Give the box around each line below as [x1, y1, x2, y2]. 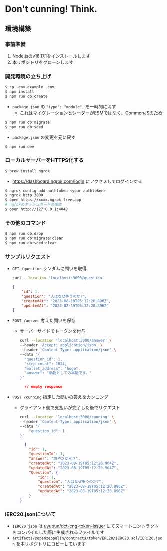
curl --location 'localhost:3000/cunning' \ [19, 415, 114, 420]
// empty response [24, 384, 63, 389]
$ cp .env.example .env [5, 85, 55, 90]
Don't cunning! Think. [5, 3, 97, 15]
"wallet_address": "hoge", [24, 366, 81, 371]
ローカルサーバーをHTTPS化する [5, 157, 84, 164]
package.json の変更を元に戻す [12, 134, 76, 140]
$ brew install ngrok [5, 168, 50, 173]
